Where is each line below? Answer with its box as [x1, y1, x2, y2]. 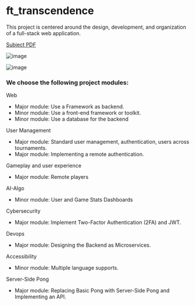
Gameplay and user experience [6, 162, 82, 169]
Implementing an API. [14, 293, 66, 300]
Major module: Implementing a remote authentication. [14, 151, 145, 158]
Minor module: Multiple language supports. [14, 264, 119, 271]
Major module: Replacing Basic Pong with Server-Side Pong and [14, 287, 170, 294]
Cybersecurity [6, 208, 41, 215]
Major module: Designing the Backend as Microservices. [14, 242, 151, 249]
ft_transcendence [6, 4, 94, 18]
